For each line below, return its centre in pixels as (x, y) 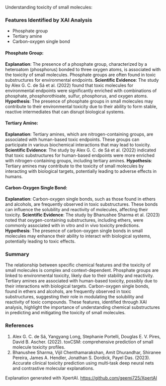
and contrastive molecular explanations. (53, 368)
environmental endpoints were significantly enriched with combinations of (81, 90)
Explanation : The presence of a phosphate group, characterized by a (76, 64)
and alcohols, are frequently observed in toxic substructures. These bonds (82, 204)
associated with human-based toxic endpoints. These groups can (72, 139)
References (19, 326)
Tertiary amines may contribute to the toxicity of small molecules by (75, 166)
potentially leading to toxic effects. (41, 241)
